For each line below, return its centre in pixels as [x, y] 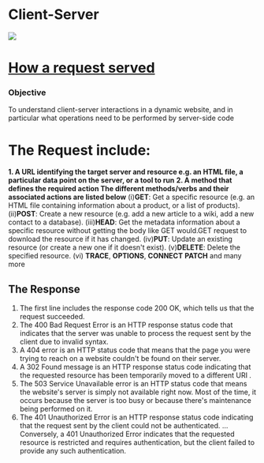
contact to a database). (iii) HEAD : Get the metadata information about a [124, 222]
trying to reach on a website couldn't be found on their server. [120, 359]
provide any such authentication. [73, 451]
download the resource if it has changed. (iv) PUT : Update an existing [120, 239]
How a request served [82, 68]
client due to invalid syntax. [64, 342]
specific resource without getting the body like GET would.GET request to [127, 231]
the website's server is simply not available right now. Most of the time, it [138, 392]
